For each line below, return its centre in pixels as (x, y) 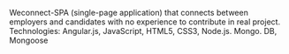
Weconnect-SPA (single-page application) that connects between (129, 13)
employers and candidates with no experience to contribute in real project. (145, 22)
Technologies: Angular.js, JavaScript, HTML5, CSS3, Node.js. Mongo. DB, (143, 31)
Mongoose (29, 40)
